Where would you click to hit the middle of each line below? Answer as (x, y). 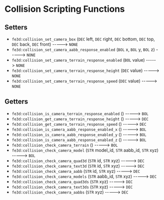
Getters (16, 102)
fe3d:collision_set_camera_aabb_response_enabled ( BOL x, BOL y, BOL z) (83, 50)
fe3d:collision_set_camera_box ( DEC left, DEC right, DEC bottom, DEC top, (83, 39)
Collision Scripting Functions (65, 9)
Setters (16, 27)
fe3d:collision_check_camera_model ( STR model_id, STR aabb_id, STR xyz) (85, 150)
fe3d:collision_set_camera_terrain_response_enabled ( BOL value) (78, 60)
